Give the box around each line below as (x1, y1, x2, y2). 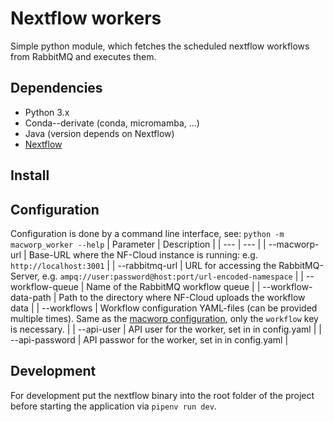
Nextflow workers (10, 7, 162, 30)
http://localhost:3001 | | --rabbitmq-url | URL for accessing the (10, 259, 277, 271)
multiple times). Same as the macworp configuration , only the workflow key (10, 312, 319, 324)
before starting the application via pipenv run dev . (10, 400, 217, 412)
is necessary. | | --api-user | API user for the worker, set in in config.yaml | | (10, 323, 322, 335)
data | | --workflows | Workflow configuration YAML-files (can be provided (10, 302, 318, 314)
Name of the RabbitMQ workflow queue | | (86, 280, 261, 292)
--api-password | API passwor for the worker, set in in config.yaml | (10, 333, 289, 346)
